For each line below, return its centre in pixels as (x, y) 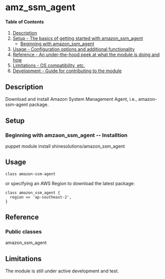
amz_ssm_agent (40, 7)
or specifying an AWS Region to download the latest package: (70, 183)
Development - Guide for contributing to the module (67, 71)
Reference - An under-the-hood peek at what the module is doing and (86, 54)
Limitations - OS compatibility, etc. (49, 66)
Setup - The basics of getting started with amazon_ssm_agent (78, 38)
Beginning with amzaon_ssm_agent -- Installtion (66, 135)
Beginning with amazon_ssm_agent (57, 44)
